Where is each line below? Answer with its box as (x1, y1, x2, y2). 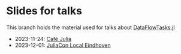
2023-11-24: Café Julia (14, 35, 72, 42)
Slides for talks (6, 4, 83, 18)
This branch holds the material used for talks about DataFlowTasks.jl (6, 24, 175, 31)
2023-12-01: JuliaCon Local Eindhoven (14, 42, 111, 49)
